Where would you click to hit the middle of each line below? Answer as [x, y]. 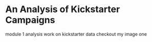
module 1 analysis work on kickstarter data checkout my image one [76, 34]
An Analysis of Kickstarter [63, 9]
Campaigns [30, 20]
